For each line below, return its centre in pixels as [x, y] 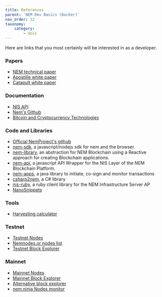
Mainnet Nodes [28, 273]
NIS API [20, 107]
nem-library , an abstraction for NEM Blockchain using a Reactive [79, 152]
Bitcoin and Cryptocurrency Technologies [56, 117]
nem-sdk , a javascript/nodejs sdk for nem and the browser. [74, 146]
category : [25, 29]
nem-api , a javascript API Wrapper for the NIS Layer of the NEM [78, 163]
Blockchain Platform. [34, 168]
